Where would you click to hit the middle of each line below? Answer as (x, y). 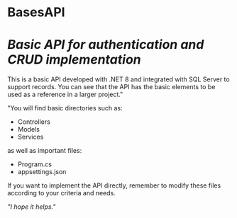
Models (29, 130)
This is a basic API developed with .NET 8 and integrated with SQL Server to (118, 79)
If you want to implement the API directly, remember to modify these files (114, 185)
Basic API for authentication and (106, 45)
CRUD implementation (75, 60)
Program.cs (34, 164)
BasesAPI (36, 12)
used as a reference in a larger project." (65, 94)
